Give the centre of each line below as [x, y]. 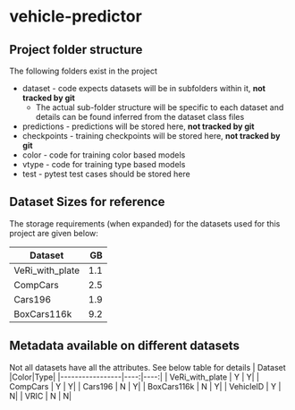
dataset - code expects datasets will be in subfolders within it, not [144, 88]
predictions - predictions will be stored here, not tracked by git [138, 126]
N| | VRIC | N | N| [41, 396]
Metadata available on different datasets [124, 346]
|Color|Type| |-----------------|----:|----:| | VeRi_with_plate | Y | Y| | [134, 377]
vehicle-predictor [76, 17]
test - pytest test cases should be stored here [106, 174]
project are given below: [54, 233]
